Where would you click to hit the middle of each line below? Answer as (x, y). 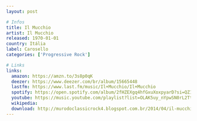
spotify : (22, 92)
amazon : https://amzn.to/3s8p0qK (52, 76)
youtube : (22, 98)
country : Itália (26, 44)
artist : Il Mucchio (30, 33)
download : (23, 109)
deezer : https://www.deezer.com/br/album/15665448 (74, 82)
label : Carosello (27, 49)
